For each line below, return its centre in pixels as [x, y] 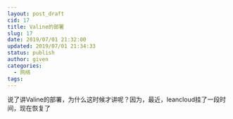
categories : [25, 66]
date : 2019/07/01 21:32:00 [47, 40]
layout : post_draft [36, 14]
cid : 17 [19, 20]
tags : [15, 79]
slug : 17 [20, 33]
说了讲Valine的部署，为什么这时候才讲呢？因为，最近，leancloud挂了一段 [114, 99]
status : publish [31, 53]
